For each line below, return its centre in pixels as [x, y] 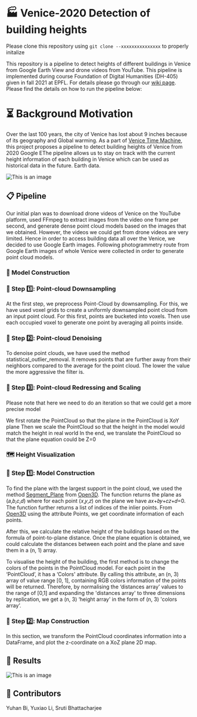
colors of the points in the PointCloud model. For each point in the [86, 568]
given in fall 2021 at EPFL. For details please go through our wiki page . [91, 83]
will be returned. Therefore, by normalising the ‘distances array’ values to [95, 587]
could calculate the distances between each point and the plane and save [95, 544]
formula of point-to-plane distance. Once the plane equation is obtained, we [98, 537]
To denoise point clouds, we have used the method [68, 353]
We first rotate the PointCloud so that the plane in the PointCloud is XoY [93, 420]
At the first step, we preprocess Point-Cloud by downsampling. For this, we [97, 304]
